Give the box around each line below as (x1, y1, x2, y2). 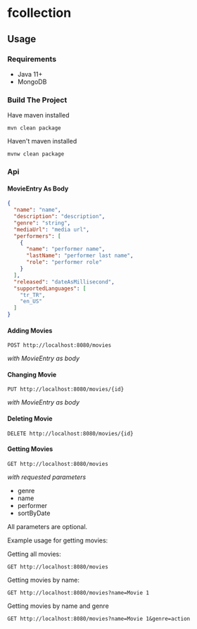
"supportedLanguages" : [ (13, 285, 87, 292)
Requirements (7, 54, 57, 64)
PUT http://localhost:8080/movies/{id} (7, 386, 125, 393)
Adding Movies (7, 326, 53, 335)
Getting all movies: (7, 549, 61, 558)
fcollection (7, 5, 72, 21)
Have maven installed (7, 111, 70, 120)
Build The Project (7, 95, 68, 105)
